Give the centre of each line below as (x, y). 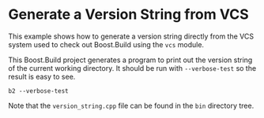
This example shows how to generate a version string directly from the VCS (131, 36)
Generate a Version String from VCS (128, 15)
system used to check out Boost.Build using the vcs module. (106, 44)
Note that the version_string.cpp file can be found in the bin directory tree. (131, 105)
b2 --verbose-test (38, 91)
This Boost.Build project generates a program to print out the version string (130, 60)
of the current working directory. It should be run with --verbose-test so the (132, 68)
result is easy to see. (42, 76)
